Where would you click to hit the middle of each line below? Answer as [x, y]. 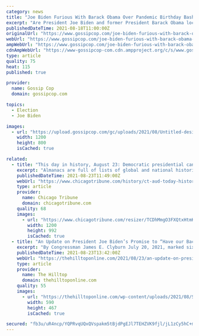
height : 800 [31, 143]
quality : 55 [31, 286]
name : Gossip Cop [33, 89]
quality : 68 [31, 209]
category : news [25, 12]
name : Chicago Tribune [50, 198]
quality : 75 [21, 61]
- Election [25, 110]
